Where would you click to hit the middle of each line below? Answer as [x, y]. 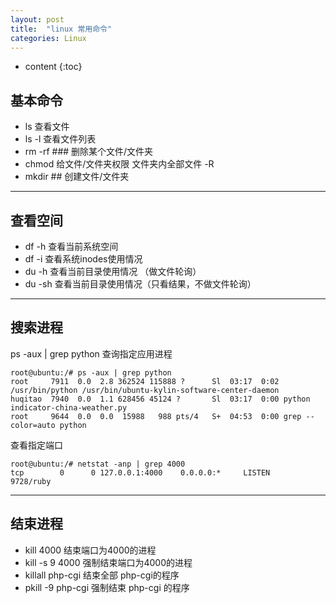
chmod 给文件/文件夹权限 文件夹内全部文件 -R [119, 164]
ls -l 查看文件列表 [60, 139]
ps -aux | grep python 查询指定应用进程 [91, 353]
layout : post [37, 19]
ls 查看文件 [47, 127]
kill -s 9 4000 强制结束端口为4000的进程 [108, 562]
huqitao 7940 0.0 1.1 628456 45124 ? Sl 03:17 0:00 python [160, 399]
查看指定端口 [36, 445]
